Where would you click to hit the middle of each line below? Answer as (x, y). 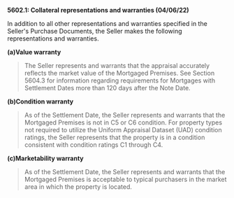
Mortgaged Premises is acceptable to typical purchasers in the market (125, 179)
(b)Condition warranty (41, 101)
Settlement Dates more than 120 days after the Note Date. (107, 88)
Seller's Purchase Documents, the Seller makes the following (95, 31)
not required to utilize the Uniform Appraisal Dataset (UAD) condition (123, 130)
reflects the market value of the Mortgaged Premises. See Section (119, 73)
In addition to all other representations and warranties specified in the (107, 23)
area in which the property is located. (78, 187)
